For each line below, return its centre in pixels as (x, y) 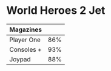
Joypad (20, 59)
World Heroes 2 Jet (56, 11)
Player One (25, 40)
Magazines (26, 29)
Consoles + (26, 49)
